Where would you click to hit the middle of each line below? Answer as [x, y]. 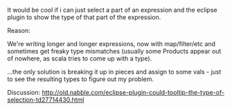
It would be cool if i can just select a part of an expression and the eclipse [112, 10]
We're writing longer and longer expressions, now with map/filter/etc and [111, 44]
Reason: [19, 31]
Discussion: [24, 92]
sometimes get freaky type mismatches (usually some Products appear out [114, 51]
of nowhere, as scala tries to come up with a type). [80, 58]
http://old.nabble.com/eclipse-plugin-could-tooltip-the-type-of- [133, 92]
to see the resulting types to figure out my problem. [81, 79]
